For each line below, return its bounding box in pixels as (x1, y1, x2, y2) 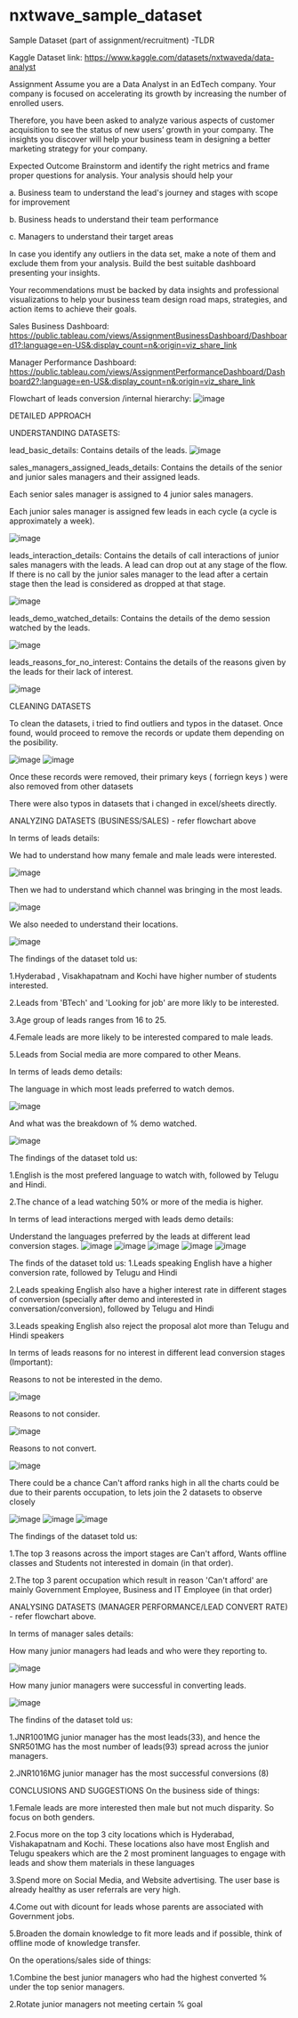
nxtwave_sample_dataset (9, 5, 203, 26)
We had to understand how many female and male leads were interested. (9, 849, 278, 860)
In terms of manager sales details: (9, 1628, 133, 1639)
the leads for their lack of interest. (9, 666, 133, 677)
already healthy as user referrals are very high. (9, 1884, 181, 1894)
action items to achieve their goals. (9, 304, 138, 314)
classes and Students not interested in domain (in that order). (9, 1557, 234, 1568)
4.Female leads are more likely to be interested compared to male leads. (9, 1032, 274, 1042)
